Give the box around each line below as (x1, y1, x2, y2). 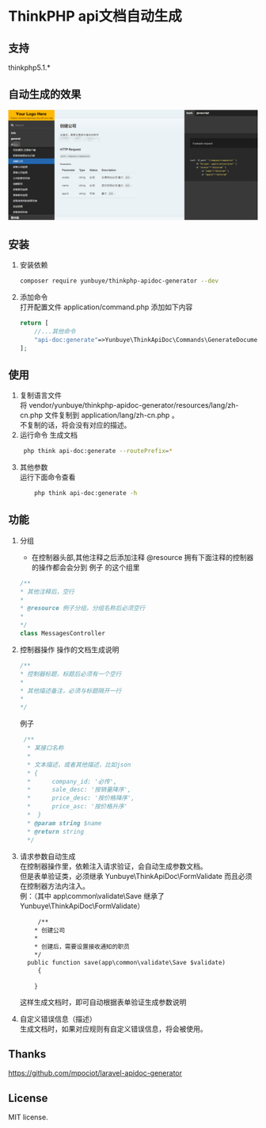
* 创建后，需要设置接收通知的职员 (34, 942, 131, 950)
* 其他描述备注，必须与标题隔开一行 (19, 687, 122, 695)
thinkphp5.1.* (8, 63, 51, 72)
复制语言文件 (19, 390, 62, 401)
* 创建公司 (34, 926, 66, 934)
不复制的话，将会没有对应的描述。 (19, 420, 131, 430)
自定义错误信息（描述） (19, 1014, 97, 1023)
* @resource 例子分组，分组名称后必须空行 (19, 604, 146, 612)
